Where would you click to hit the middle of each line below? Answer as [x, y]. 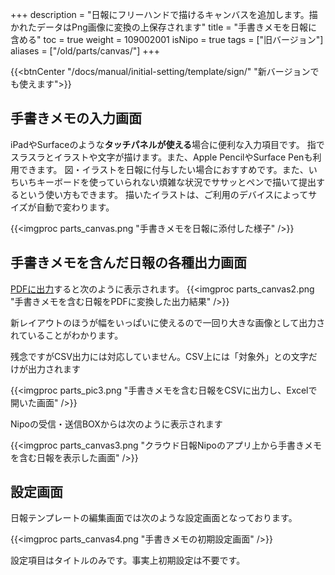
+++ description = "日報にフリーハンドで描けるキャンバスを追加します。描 [164, 14]
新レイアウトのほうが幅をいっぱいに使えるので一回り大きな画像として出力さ [168, 322]
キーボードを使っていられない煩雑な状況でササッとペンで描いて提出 [176, 182]
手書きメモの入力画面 [76, 118]
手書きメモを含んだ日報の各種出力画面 [128, 263]
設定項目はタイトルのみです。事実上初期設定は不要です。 [128, 560]
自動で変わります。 [75, 207]
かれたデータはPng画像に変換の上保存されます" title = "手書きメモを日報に [164, 27]
